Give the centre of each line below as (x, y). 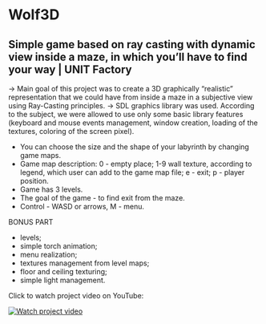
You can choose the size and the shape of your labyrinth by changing (135, 147)
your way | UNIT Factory (70, 69)
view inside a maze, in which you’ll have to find (128, 57)
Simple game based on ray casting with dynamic (132, 45)
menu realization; (48, 255)
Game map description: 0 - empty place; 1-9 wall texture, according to (136, 164)
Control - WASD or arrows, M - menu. (82, 207)
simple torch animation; (58, 246)
